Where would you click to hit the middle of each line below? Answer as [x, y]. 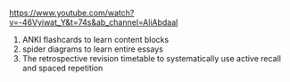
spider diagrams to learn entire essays [92, 49]
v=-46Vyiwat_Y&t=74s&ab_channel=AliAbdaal [94, 22]
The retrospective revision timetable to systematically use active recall [151, 58]
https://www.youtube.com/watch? [72, 13]
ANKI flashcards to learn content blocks [95, 40]
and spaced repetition [62, 68]
